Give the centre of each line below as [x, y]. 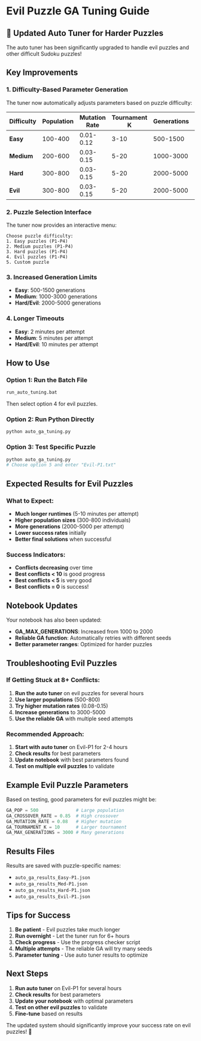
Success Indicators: [36, 555]
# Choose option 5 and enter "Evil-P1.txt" [61, 465]
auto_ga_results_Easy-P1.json [53, 878]
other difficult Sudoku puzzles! [44, 54]
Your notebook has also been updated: [54, 620]
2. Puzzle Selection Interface [49, 212]
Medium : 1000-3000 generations [56, 297]
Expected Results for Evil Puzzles [70, 484]
